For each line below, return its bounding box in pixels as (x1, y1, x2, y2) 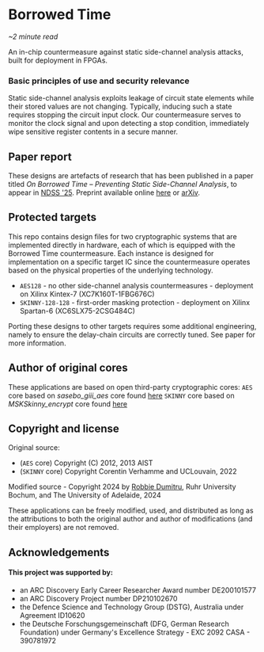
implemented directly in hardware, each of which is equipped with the (8, 240, 236, 250)
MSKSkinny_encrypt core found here (8, 398, 128, 409)
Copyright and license (8, 422, 120, 436)
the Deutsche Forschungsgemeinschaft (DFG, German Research (19, 620, 229, 629)
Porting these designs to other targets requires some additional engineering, (8, 321, 257, 330)
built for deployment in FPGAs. (8, 55, 108, 65)
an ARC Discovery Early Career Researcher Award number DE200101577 (19, 585, 257, 595)
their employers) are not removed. (8, 523, 119, 532)
